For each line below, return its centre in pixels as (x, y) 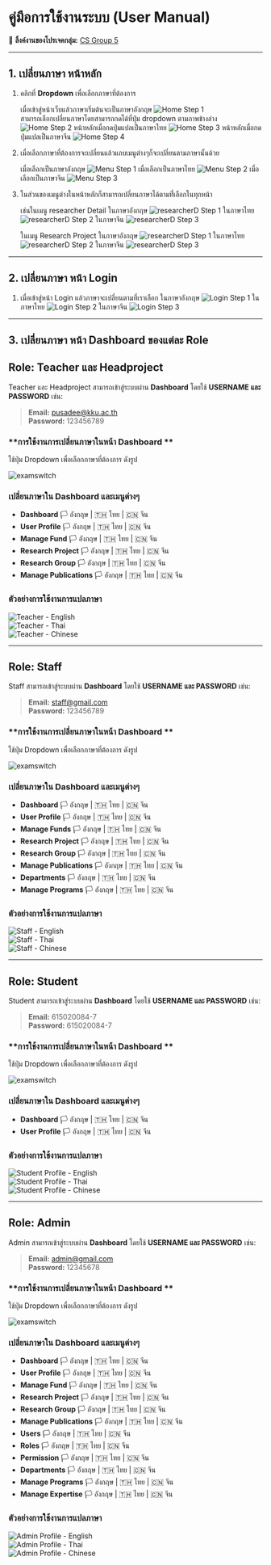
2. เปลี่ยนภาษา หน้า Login (63, 278)
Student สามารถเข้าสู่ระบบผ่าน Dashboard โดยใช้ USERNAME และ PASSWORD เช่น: (134, 1001)
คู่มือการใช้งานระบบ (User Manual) (110, 17)
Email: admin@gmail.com (71, 1258)
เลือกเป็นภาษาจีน (43, 178)
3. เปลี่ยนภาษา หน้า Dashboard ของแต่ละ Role (108, 340)
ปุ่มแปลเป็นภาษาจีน (45, 137)
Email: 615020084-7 (62, 1017)
